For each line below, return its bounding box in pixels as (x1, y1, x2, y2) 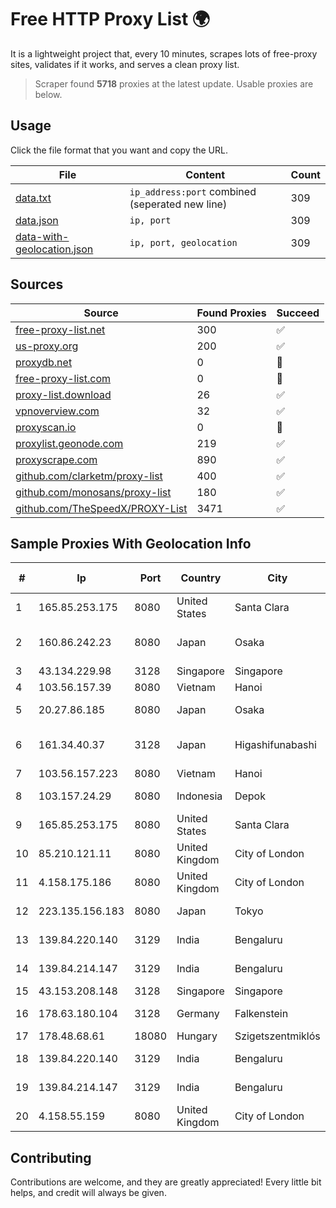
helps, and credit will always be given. (10, 1187, 167, 1199)
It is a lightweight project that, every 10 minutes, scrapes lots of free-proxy (10, 47, 318, 60)
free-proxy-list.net (15, 322, 106, 336)
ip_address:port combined (129, 184, 257, 198)
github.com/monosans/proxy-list (15, 485, 172, 499)
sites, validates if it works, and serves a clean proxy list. (10, 58, 240, 70)
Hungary (176, 1029, 218, 1043)
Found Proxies (196, 306, 267, 320)
